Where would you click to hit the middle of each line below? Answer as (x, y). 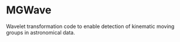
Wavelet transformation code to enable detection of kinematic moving (90, 26)
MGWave (29, 10)
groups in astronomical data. (40, 32)
